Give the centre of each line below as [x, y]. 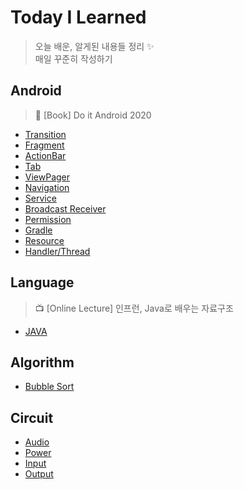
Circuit [32, 417]
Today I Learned [78, 17]
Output [39, 474]
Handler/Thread [57, 251]
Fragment [44, 145]
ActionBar [45, 155]
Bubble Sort [49, 387]
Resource [44, 240]
